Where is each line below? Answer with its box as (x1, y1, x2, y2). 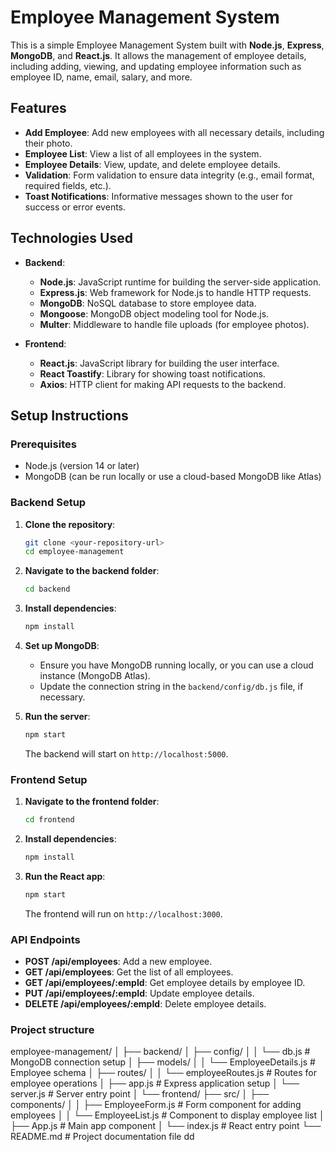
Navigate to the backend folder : (24, 565, 160, 577)
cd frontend (24, 815, 75, 825)
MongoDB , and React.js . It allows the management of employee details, (10, 49, 307, 61)
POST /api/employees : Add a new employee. (24, 956, 213, 968)
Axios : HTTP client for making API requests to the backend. (39, 378, 287, 390)
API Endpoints (10, 932, 81, 946)
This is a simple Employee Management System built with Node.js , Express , (10, 39, 325, 51)
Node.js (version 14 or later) (24, 460, 140, 472)
